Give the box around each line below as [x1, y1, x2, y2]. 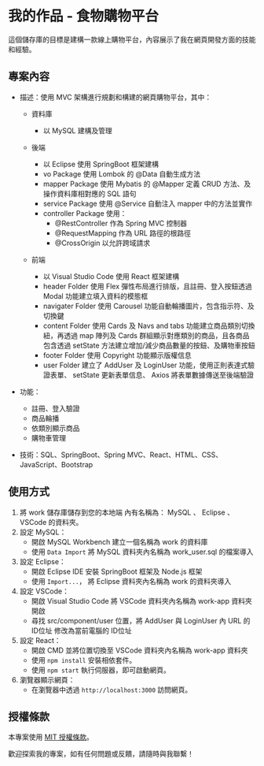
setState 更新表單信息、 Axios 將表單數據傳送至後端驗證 [72, 370, 254, 379]
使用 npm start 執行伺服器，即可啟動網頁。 [31, 665, 170, 675]
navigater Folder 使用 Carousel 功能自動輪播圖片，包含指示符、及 [42, 301, 255, 310]
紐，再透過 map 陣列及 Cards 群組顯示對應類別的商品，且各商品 [42, 330, 250, 340]
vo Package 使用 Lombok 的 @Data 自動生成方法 [42, 169, 201, 178]
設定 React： [19, 635, 61, 645]
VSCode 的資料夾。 [19, 517, 83, 526]
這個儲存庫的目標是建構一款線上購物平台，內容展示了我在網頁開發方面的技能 [8, 35, 256, 44]
